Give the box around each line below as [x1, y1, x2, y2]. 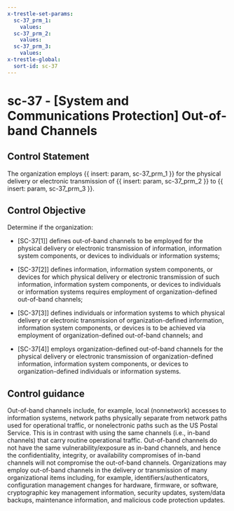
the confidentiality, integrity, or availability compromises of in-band [7, 451, 201, 460]
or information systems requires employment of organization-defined [17, 287, 217, 296]
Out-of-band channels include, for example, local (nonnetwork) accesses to [7, 406, 226, 415]
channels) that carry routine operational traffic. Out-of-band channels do [7, 436, 217, 445]
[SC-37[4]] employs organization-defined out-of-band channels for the [17, 345, 223, 354]
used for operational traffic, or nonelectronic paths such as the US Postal [7, 421, 219, 429]
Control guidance [7, 387, 85, 399]
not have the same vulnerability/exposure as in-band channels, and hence [7, 444, 221, 452]
